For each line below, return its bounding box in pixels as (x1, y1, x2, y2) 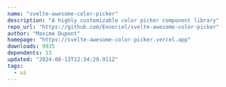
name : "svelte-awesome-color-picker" (7, 10, 119, 18)
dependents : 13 (7, 50, 52, 57)
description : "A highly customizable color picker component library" (7, 17, 220, 24)
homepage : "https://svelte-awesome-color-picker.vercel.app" (7, 36, 191, 43)
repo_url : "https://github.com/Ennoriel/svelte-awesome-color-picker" (7, 23, 220, 30)
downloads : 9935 (7, 43, 55, 50)
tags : (7, 62, 23, 69)
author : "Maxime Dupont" (7, 29, 81, 37)
